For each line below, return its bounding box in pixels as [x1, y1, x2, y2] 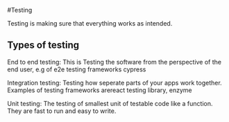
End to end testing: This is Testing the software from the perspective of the [7, 58, 222, 66]
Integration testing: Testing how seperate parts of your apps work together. [7, 78, 222, 87]
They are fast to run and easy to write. [7, 107, 117, 115]
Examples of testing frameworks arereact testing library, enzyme [7, 86, 192, 94]
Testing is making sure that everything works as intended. [7, 19, 173, 27]
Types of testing [7, 40, 80, 51]
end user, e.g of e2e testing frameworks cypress [7, 65, 146, 73]
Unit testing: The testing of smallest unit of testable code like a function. [7, 99, 213, 107]
